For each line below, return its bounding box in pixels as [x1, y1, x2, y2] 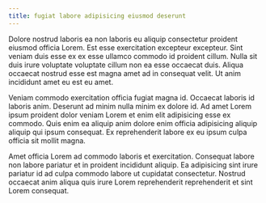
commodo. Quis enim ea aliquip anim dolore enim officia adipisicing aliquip [8, 118, 258, 128]
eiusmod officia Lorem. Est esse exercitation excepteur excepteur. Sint [8, 42, 243, 53]
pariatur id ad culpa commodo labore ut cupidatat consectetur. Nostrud [8, 168, 246, 178]
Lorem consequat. [8, 185, 70, 195]
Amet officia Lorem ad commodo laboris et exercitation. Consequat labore [8, 151, 255, 161]
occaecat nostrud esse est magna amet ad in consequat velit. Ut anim [8, 68, 241, 78]
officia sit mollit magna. [8, 135, 87, 146]
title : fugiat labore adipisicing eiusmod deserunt [8, 11, 186, 20]
